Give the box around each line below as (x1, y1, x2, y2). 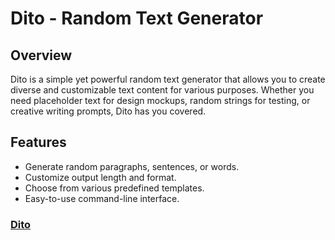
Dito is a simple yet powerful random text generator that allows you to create (10, 73, 326, 85)
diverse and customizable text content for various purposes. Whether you (10, 84, 315, 96)
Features (10, 134, 67, 151)
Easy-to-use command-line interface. (24, 192, 180, 204)
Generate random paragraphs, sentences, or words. (24, 160, 240, 172)
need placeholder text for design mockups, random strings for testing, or (10, 95, 311, 106)
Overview (10, 47, 73, 64)
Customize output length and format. (24, 171, 177, 183)
